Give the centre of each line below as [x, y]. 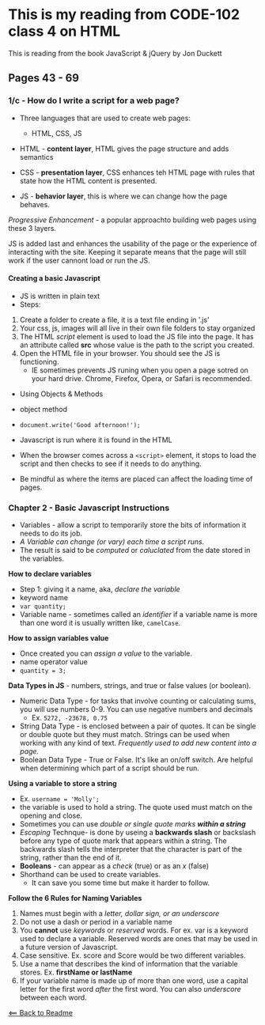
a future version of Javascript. [69, 947]
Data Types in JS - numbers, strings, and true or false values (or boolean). [130, 686]
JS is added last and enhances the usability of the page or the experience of [132, 244]
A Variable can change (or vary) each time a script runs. [112, 542]
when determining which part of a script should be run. [110, 768]
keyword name [44, 598]
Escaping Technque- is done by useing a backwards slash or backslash [138, 833]
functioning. [39, 361]
